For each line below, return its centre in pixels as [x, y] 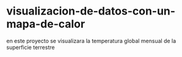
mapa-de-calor [46, 24]
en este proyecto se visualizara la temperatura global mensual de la [91, 41]
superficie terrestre [31, 47]
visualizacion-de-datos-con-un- [91, 11]
